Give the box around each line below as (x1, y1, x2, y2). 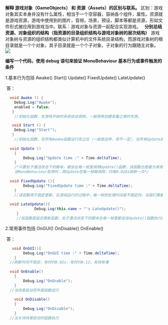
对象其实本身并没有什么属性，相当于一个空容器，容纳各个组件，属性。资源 (5, 11, 158, 17)
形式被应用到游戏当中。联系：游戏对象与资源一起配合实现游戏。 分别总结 (9, 23, 162, 29)
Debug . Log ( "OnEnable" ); (23, 278, 72, 284)
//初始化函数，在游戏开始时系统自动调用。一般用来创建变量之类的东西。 (14, 114, 141, 119)
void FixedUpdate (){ (9, 178, 55, 184)
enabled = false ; (14, 104, 50, 109)
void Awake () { (9, 95, 43, 100)
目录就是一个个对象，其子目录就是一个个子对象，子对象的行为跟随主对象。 (5, 42, 158, 48)
